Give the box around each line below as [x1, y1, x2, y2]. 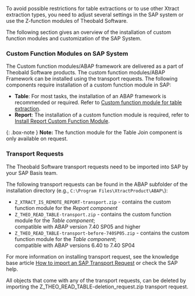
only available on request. [6, 135, 68, 142]
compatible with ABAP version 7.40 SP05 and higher [14, 223, 141, 230]
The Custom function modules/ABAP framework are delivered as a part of [6, 63, 184, 70]
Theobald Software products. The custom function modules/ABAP [6, 69, 165, 76]
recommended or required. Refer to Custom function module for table [14, 99, 182, 106]
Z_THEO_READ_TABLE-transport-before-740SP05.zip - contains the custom [14, 229, 190, 236]
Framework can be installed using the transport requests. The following [6, 75, 178, 82]
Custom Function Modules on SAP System [6, 49, 128, 57]
